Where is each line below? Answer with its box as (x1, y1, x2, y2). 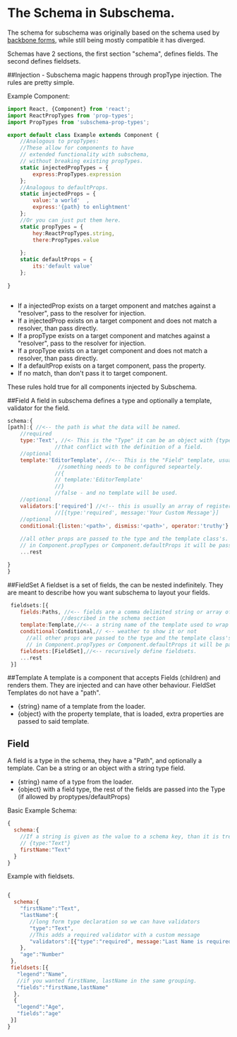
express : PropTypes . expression (32, 171, 121, 178)
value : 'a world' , (32, 197, 90, 204)
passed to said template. (17, 717, 90, 726)
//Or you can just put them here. (20, 217, 121, 224)
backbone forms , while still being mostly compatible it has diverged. (7, 35, 206, 44)
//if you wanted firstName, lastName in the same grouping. (16, 977, 197, 984)
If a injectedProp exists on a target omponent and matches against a (17, 301, 217, 310)
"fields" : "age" (16, 1010, 61, 1017)
